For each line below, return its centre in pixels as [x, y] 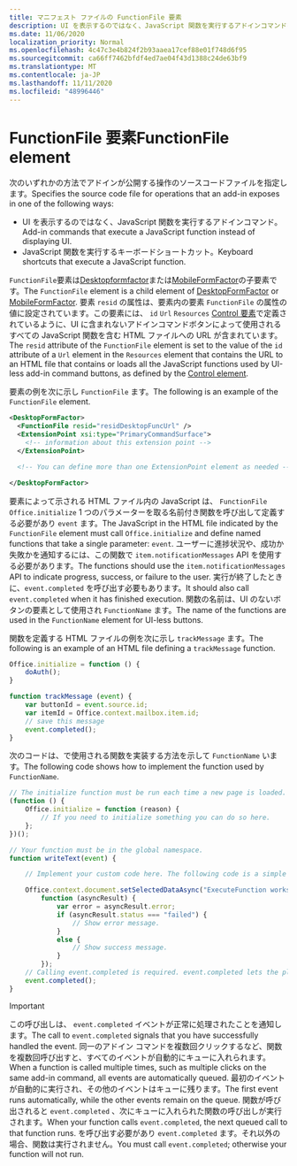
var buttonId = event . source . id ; [87, 705]
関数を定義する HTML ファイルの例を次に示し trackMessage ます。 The [136, 638]
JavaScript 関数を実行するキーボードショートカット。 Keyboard [137, 252]
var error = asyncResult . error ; [116, 907]
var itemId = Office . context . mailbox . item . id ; [112, 713]
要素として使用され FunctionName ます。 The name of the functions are [160, 610]
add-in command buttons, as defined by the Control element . [137, 373]
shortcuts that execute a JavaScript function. [104, 262]
